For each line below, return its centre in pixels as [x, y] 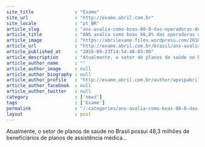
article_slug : [42, 29]
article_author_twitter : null [49, 91]
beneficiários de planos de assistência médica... [67, 138]
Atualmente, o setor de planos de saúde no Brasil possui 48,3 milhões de [98, 131]
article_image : [42, 40]
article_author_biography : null [49, 74]
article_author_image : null [49, 69]
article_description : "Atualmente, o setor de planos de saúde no [101, 57]
